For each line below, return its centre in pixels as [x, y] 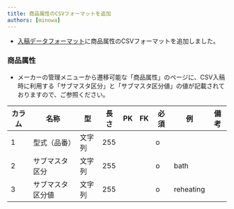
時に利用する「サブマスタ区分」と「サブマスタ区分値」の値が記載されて [121, 86]
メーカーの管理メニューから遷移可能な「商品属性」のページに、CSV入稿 [121, 77]
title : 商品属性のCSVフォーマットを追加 [59, 14]
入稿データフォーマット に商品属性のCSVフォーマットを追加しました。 [118, 41]
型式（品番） [54, 142]
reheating [189, 189]
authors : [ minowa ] [34, 20]
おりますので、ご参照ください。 [63, 94]
